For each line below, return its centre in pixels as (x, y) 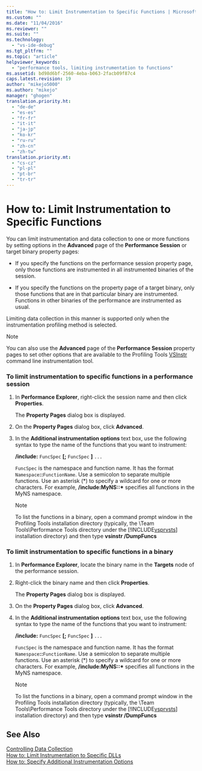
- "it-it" (24, 124)
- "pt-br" (24, 174)
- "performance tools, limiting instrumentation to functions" (92, 68)
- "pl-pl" (24, 168)
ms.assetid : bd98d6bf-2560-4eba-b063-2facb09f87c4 (71, 73)
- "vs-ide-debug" (33, 46)
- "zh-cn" (24, 146)
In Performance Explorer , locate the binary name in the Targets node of (104, 565)
